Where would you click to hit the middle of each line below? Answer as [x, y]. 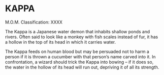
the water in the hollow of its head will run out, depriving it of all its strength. [82, 67]
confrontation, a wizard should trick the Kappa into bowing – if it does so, [79, 62]
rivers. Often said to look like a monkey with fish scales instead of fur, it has [82, 37]
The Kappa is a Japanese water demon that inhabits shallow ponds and [78, 31]
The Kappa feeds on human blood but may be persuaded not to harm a [77, 51]
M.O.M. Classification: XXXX [34, 22]
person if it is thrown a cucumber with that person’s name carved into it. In [81, 56]
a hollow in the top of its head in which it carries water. [61, 42]
